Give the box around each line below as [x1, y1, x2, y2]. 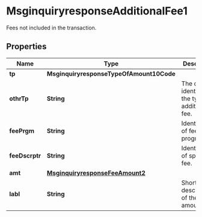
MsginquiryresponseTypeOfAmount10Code [47, 69, 176, 78]
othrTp [9, 94, 29, 103]
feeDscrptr [9, 151, 41, 160]
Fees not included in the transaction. [6, 24, 97, 31]
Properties [6, 41, 47, 52]
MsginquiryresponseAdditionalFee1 [6, 4, 188, 18]
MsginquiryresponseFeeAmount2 [47, 168, 146, 177]
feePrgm [9, 126, 35, 135]
